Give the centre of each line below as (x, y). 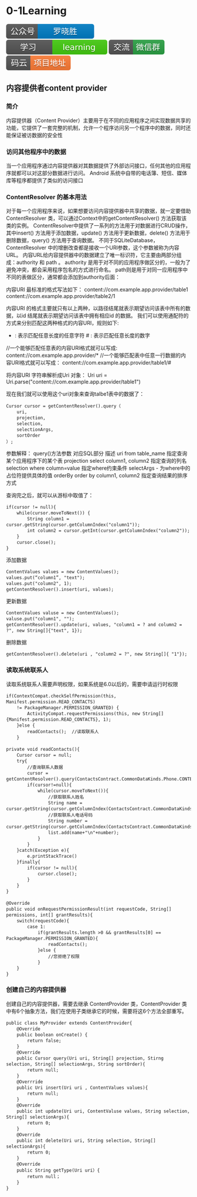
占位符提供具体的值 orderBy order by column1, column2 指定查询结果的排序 (97, 476)
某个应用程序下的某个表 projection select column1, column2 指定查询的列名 (96, 461)
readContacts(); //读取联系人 (63, 731)
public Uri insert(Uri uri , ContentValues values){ (82, 1088)
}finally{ (29, 862)
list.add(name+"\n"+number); (83, 832)
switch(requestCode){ (43, 921)
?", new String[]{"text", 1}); (44, 631)
